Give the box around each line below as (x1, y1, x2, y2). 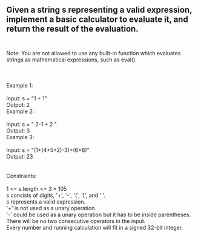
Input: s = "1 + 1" (6, 94, 47, 102)
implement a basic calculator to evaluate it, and (6, 15, 189, 25)
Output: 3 (6, 127, 30, 134)
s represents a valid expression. (6, 197, 86, 205)
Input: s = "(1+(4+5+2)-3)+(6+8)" (6, 146, 90, 154)
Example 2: (6, 108, 35, 115)
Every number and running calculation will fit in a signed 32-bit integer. (6, 224, 183, 231)
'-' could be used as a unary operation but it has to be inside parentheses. (6, 211, 191, 218)
